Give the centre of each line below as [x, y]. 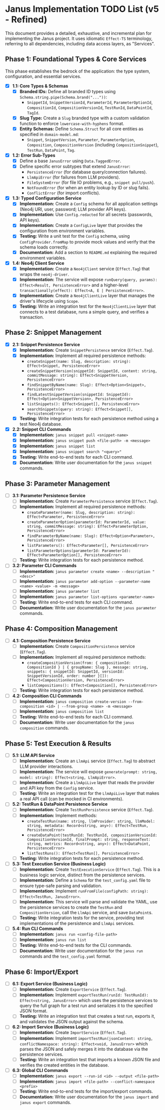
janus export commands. [45, 1102]
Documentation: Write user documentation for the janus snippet [86, 463]
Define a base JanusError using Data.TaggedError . [70, 161]
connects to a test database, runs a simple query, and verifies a [84, 312]
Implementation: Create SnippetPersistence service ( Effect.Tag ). [87, 350]
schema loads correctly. [44, 247]
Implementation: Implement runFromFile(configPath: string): [84, 891]
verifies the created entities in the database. [64, 1065]
